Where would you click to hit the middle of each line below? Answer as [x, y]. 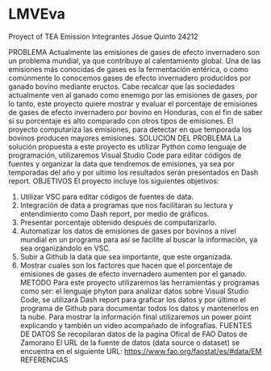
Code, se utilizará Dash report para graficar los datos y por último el [133, 299]
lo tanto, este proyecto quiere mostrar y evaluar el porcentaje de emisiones [133, 103]
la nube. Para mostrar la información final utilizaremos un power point [135, 317]
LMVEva [37, 14]
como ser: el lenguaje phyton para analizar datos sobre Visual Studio [134, 291]
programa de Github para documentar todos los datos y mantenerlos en [140, 308]
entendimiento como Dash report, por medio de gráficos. [115, 213]
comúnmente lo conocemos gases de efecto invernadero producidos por [130, 78]
